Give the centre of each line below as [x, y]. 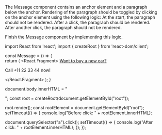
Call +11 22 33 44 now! [28, 70]
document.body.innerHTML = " [36, 89]
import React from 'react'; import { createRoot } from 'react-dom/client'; [77, 46]
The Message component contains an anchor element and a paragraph [76, 7]
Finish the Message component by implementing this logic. [64, 37]
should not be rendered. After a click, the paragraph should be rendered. [78, 22]
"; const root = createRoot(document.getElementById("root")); [67, 98]
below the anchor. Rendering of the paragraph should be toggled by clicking [81, 12]
